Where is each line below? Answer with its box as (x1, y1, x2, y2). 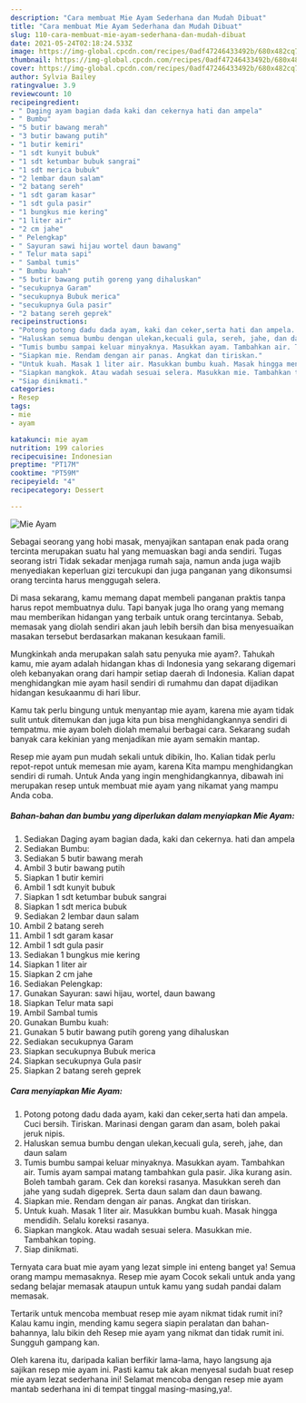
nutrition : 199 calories (10, 443, 104, 452)
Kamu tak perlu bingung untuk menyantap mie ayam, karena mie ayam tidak (10, 705, 294, 716)
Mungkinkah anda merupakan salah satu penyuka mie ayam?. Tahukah (10, 648, 275, 659)
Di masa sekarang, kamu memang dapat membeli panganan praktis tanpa (10, 592, 286, 603)
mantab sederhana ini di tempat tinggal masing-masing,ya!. (10, 1383, 232, 1394)
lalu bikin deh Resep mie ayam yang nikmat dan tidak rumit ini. (51, 1327, 284, 1338)
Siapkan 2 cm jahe (23, 968, 94, 979)
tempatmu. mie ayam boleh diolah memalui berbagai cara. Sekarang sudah (10, 724, 291, 735)
